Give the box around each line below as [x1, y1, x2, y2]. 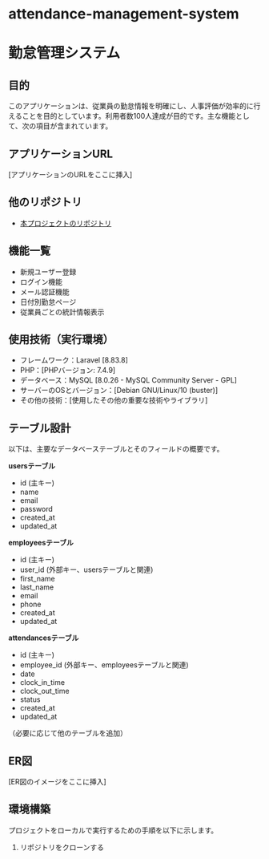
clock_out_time [19, 687, 70, 696]
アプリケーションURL [8, 147, 114, 160]
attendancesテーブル [8, 633, 79, 642]
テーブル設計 [8, 421, 71, 435]
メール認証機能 [19, 286, 70, 297]
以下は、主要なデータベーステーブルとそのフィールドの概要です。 [8, 444, 224, 454]
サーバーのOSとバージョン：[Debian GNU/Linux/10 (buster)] [19, 386, 219, 395]
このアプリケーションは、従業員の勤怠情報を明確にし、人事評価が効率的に [8, 101, 254, 111]
